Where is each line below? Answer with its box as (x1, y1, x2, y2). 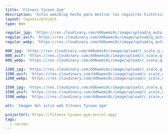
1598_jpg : (5, 85, 26, 90)
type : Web (5, 21, 26, 26)
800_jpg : (5, 48, 23, 53)
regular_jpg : (5, 30, 32, 35)
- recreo (9, 122, 28, 127)
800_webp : (5, 58, 26, 63)
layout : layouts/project (5, 16, 57, 21)
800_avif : (5, 53, 26, 58)
